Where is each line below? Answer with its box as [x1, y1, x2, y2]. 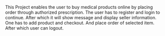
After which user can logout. [5, 25, 64, 31]
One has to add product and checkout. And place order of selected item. [5, 20, 155, 26]
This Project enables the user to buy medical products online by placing [5, 4, 153, 10]
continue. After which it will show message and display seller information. [5, 15, 156, 20]
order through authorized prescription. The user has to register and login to [5, 9, 160, 15]
